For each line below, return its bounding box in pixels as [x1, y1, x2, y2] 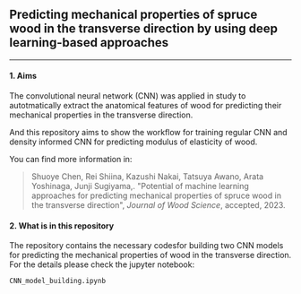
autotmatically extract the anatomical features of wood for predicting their [9, 100, 282, 111]
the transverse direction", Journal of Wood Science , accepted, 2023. [30, 200, 286, 211]
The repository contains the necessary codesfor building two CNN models [9, 240, 284, 251]
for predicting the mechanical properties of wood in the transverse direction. [9, 250, 292, 261]
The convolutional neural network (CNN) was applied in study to [9, 91, 246, 101]
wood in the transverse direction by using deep [9, 22, 279, 37]
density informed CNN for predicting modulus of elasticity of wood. [9, 136, 258, 147]
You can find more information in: [9, 154, 133, 165]
